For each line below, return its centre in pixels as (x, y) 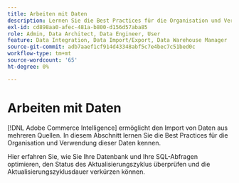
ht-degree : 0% (28, 67)
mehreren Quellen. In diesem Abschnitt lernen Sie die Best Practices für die (118, 135)
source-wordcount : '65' (43, 60)
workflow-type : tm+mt (39, 54)
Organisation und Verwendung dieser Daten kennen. (84, 143)
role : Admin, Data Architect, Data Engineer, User (84, 34)
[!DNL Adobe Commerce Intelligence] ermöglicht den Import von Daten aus (118, 128)
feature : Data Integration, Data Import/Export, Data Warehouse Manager (117, 40)
